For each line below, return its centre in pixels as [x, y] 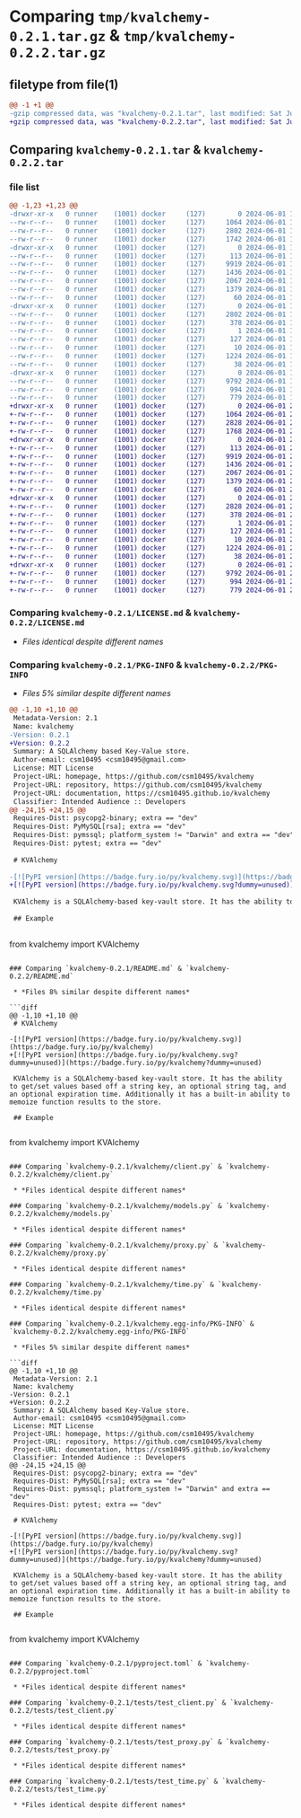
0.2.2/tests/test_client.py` [64, 1710]
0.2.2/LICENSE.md [47, 623]
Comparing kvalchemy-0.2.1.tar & [105, 150]
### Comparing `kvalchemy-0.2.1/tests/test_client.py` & [118, 1703]
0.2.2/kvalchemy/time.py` [57, 1292]
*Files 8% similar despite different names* [106, 992]
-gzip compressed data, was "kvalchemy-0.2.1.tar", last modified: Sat [146, 113]
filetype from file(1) [64, 84]
